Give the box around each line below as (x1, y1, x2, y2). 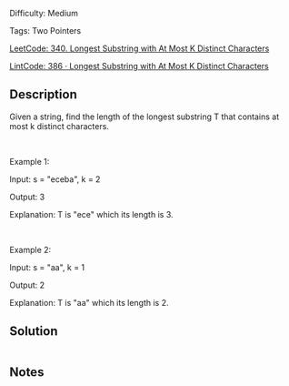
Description (9, 86, 77, 103)
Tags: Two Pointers (9, 25, 82, 36)
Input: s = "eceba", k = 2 (9, 173, 101, 185)
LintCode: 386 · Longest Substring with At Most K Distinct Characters (9, 61, 270, 71)
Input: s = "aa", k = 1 (9, 261, 85, 272)
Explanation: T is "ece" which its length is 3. (9, 208, 174, 219)
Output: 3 (9, 191, 45, 202)
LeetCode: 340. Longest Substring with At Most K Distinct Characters (9, 43, 270, 54)
